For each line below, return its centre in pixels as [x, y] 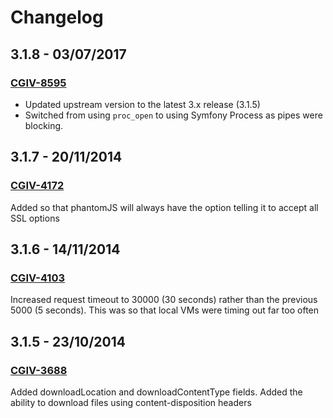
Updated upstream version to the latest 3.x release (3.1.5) [142, 104]
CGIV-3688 [39, 370]
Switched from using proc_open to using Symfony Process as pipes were [173, 115]
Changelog [57, 17]
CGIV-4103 [37, 278]
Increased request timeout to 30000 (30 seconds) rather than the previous [164, 300]
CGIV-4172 [37, 186]
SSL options [35, 218]
